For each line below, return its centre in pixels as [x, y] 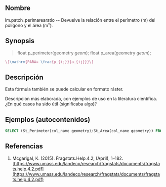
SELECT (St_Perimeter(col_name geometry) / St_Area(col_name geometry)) [79, 131]
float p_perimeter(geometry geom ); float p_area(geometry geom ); [84, 53]
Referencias [24, 146]
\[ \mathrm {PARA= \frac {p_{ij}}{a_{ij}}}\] [49, 62]
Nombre [18, 8]
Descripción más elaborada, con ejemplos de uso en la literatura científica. [81, 99]
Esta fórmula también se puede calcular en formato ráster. [64, 89]
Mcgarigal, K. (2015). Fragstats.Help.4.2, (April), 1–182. [68, 158]
